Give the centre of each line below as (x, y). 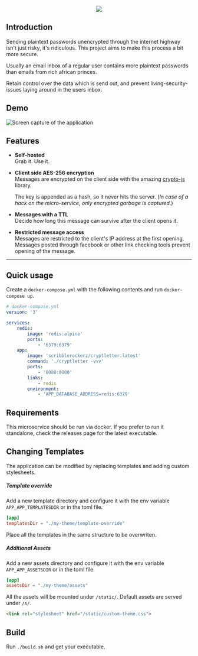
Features (23, 141)
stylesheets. (21, 472)
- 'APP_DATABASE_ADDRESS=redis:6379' (84, 394)
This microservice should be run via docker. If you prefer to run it (85, 427)
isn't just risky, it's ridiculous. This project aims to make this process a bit (95, 48)
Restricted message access (49, 232)
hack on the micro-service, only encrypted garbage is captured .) (94, 203)
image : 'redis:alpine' (55, 334)
